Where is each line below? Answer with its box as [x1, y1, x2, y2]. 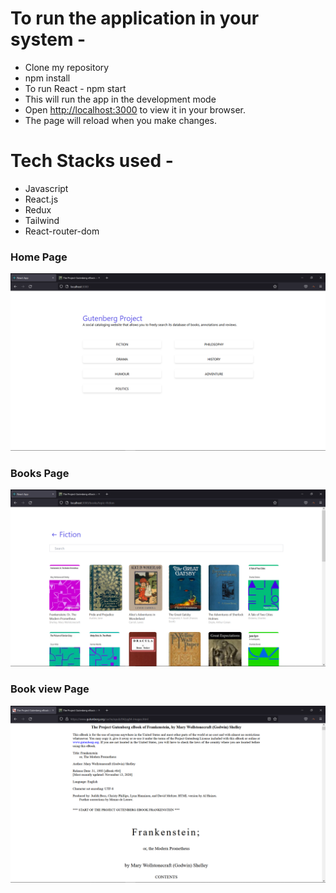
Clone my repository [24, 61, 110, 73]
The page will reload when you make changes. [24, 114, 218, 126]
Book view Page [10, 682, 90, 696]
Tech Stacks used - [10, 150, 174, 172]
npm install [24, 72, 71, 84]
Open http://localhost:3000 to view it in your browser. [24, 103, 247, 116]
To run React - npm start [24, 82, 127, 94]
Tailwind [24, 214, 60, 226]
